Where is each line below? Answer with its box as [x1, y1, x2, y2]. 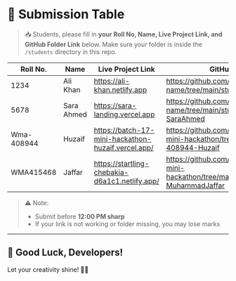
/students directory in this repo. [24, 47, 117, 55]
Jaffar [63, 167, 83, 177]
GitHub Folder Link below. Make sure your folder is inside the [24, 40, 202, 48]
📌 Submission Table [7, 6, 125, 22]
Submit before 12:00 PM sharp [34, 212, 125, 221]
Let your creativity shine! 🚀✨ [7, 265, 89, 273]
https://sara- [93, 100, 137, 110]
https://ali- [93, 76, 130, 86]
